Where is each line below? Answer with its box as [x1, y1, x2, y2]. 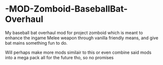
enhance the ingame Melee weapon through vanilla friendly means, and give [5, 35, 159, 41]
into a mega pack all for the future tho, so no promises [5, 54, 114, 60]
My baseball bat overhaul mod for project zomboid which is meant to [5, 30, 143, 35]
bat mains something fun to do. [5, 40, 68, 46]
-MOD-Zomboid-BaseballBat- [5, 3, 128, 15]
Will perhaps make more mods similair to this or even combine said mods [5, 49, 152, 55]
